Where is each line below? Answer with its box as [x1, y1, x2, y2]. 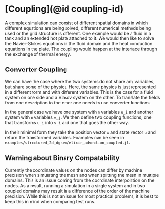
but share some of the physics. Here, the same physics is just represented [5, 84, 156, 90]
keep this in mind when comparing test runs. [5, 198, 96, 204]
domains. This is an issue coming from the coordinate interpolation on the [5, 177, 155, 183]
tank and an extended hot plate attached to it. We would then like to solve [5, 35, 154, 41]
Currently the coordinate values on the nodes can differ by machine [5, 167, 143, 173]
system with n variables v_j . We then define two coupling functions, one [5, 114, 152, 120]
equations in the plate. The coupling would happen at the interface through [5, 46, 157, 52]
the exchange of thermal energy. [5, 51, 71, 57]
